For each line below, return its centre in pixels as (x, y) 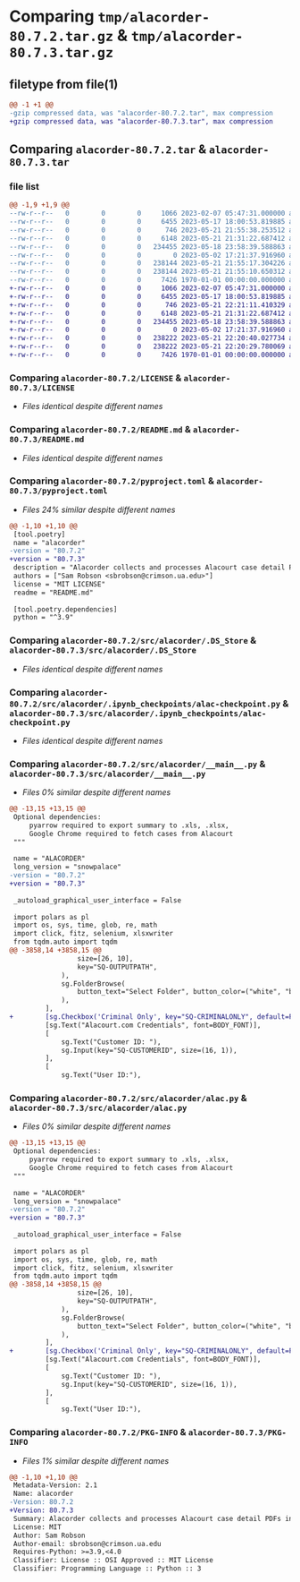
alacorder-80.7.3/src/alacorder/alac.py (98, 1108)
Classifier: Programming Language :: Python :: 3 (107, 1569)
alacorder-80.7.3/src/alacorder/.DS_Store (103, 650)
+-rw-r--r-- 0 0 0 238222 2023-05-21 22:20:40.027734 (147, 338)
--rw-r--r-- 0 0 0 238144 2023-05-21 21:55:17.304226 (147, 263)
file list (25, 186)
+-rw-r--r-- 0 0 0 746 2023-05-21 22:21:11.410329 (147, 305)
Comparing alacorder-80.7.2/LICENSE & (96, 378)
